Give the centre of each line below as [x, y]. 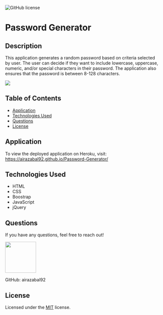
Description [23, 46]
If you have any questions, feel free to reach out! [55, 235]
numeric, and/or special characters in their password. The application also [81, 68]
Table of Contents [33, 98]
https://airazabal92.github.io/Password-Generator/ [57, 159]
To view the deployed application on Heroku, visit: [56, 154]
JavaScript [23, 202]
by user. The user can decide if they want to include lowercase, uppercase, [82, 63]
